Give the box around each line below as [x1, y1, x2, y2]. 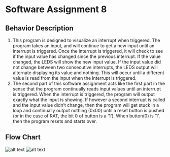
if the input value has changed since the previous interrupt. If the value [12, 53, 161, 59]
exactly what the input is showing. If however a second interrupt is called [12, 97, 165, 103]
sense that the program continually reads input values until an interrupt [12, 86, 161, 92]
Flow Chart [5, 133, 41, 142]
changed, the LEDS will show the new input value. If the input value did [12, 59, 161, 65]
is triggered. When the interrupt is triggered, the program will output [12, 91, 155, 97]
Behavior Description [5, 24, 74, 33]
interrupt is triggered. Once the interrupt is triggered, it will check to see [12, 48, 163, 54]
